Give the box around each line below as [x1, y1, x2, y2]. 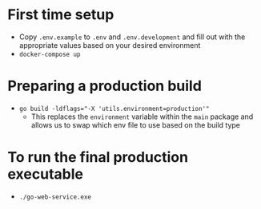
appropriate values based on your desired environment [18, 40, 201, 49]
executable [7, 165, 83, 183]
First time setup [7, 6, 114, 24]
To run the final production [7, 148, 189, 167]
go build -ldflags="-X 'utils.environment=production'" [18, 104, 210, 112]
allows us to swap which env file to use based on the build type [30, 120, 241, 129]
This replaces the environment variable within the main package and [30, 112, 254, 121]
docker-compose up [18, 50, 81, 58]
